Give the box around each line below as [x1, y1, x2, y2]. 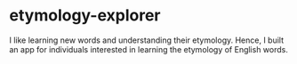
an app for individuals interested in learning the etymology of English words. [9, 44, 289, 54]
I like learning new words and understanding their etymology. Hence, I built [9, 35, 285, 45]
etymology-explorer [9, 5, 162, 26]
